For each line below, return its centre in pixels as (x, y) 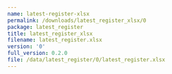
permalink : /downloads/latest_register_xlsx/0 (77, 20)
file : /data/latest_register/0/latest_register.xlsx (86, 60)
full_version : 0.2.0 (38, 54)
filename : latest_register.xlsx (55, 40)
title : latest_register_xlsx (50, 33)
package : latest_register (45, 27)
